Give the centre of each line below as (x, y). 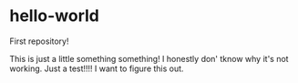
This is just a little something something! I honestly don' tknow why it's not (149, 58)
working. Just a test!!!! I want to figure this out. (97, 68)
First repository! (40, 41)
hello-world (55, 16)
